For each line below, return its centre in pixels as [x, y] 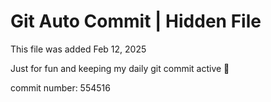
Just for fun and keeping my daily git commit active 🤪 [120, 68]
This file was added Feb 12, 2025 [78, 49]
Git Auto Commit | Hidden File [136, 21]
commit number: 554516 [60, 87]
